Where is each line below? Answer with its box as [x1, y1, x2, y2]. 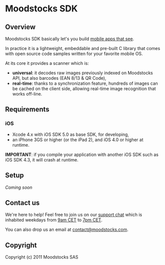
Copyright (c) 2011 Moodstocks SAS [5, 254, 79, 260]
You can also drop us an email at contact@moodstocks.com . [5, 226, 128, 233]
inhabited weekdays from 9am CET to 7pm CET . [5, 217, 103, 223]
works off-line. [12, 91, 42, 97]
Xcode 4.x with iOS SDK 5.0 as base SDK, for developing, [12, 131, 129, 137]
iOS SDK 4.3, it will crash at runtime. [5, 157, 79, 162]
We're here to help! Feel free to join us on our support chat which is [5, 212, 142, 218]
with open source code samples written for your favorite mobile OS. [5, 51, 143, 56]
